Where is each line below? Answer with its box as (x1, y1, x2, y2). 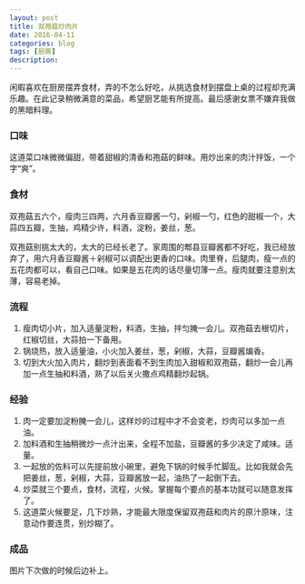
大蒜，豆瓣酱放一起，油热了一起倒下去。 (93, 472, 246, 483)
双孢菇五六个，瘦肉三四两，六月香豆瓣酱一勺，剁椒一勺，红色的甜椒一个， (9, 210, 288, 221)
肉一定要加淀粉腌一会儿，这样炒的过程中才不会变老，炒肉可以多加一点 (22, 416, 286, 427)
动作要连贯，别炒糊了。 (30, 518, 119, 529)
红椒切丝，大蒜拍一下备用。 (22, 334, 127, 345)
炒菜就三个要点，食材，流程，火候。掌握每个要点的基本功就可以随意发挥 (22, 484, 293, 495)
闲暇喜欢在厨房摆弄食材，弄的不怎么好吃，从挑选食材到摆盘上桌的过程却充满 (9, 82, 296, 92)
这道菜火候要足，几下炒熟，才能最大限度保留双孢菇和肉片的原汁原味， (22, 507, 286, 518)
